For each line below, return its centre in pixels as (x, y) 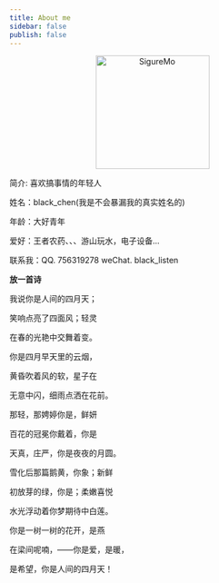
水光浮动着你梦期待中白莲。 (61, 511)
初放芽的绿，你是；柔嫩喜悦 (61, 492)
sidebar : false (38, 26)
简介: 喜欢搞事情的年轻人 (55, 183)
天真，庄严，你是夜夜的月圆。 (65, 453)
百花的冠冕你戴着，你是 (53, 434)
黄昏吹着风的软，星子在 (53, 376)
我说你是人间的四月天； (53, 299)
